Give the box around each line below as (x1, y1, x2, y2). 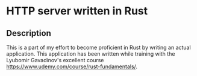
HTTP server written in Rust (6, 4, 148, 18)
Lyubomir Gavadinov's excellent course (6, 57, 104, 63)
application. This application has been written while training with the (6, 50, 175, 57)
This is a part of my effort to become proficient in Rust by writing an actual (6, 44, 191, 51)
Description (6, 28, 51, 38)
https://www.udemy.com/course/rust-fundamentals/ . (6, 63, 137, 70)
